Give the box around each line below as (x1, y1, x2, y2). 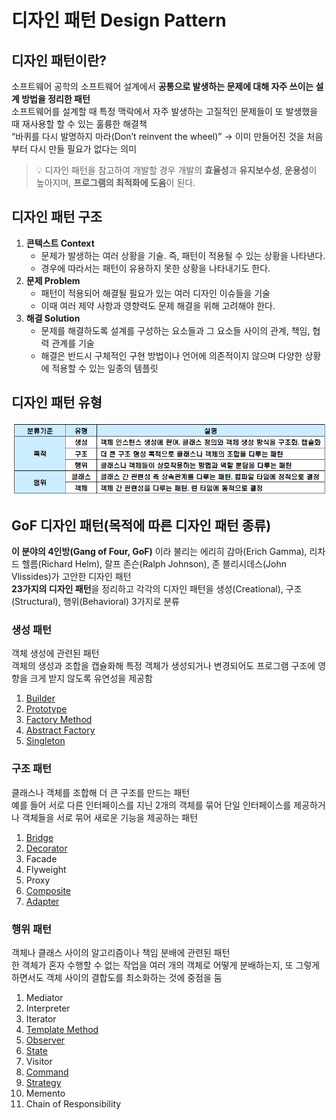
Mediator (25, 992, 64, 1004)
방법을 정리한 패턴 (21, 93, 91, 105)
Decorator (25, 842, 68, 854)
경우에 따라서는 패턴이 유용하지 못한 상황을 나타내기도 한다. (40, 262, 271, 274)
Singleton (25, 735, 66, 747)
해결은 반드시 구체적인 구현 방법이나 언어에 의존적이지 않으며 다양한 (40, 349, 303, 361)
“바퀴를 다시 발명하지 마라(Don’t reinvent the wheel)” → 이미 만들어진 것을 (11, 131, 305, 142)
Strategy (25, 1077, 62, 1089)
